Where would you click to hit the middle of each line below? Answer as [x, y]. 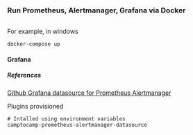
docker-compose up [34, 44]
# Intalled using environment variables [67, 119]
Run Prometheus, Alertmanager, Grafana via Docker [96, 10]
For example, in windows [43, 31]
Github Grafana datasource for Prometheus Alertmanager [89, 93]
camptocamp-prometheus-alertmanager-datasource [77, 125]
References [24, 75]
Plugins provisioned [35, 106]
